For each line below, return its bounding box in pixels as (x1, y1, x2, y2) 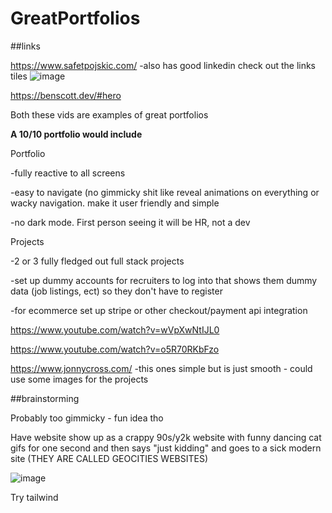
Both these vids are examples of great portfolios (10, 108, 209, 121)
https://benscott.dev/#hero (10, 89, 122, 101)
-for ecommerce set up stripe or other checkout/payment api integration (10, 304, 308, 316)
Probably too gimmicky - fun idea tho (10, 412, 164, 424)
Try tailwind (10, 491, 59, 503)
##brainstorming (10, 392, 80, 404)
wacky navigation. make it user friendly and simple (10, 197, 220, 209)
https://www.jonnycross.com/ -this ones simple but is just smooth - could (10, 362, 313, 374)
